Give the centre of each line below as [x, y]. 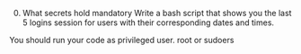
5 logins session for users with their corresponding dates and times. [148, 22]
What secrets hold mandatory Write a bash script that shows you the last [157, 13]
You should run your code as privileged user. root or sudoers [122, 40]
